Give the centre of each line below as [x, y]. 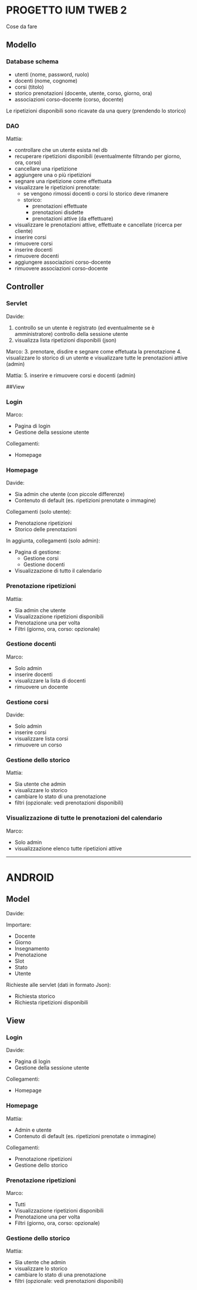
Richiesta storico [35, 996]
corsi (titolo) [29, 87]
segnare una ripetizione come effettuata [63, 181]
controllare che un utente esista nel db [61, 150]
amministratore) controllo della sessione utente [71, 334]
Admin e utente [33, 1130]
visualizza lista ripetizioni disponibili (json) [65, 340]
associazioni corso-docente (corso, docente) [69, 99]
